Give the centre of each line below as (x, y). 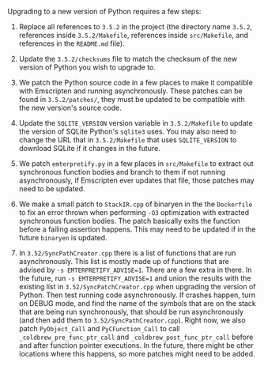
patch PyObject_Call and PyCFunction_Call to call (99, 328)
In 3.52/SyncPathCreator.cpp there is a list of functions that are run (127, 253)
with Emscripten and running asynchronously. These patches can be (130, 91)
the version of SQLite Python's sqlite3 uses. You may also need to (128, 131)
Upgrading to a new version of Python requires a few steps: (104, 11)
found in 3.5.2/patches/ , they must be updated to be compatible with (132, 99)
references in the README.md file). (72, 43)
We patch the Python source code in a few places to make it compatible (136, 83)
